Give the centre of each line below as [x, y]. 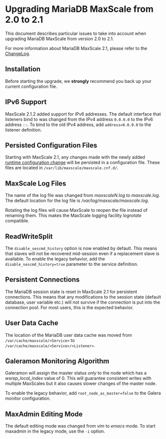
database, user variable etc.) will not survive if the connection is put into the [83, 302]
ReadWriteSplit [29, 236]
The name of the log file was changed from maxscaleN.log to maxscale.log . [83, 195]
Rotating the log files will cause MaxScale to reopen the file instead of [76, 210]
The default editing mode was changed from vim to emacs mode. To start [80, 426]
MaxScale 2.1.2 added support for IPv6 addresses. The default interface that [83, 114]
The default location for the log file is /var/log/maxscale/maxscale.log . [77, 201]
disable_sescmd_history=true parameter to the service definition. [72, 264]
